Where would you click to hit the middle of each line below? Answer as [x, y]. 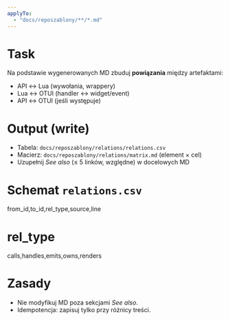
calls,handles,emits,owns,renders [55, 256]
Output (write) [48, 129]
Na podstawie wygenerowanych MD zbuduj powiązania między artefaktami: [115, 73]
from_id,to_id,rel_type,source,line [54, 209]
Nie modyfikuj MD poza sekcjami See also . [78, 302]
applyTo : [20, 13]
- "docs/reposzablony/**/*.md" [58, 20]
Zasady [29, 284]
